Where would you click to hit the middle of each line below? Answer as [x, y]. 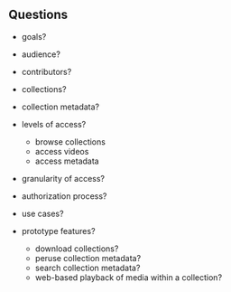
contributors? [46, 71]
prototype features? [58, 231]
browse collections [70, 141]
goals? [34, 36]
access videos [62, 151]
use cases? [42, 213]
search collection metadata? [88, 268]
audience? [41, 54]
